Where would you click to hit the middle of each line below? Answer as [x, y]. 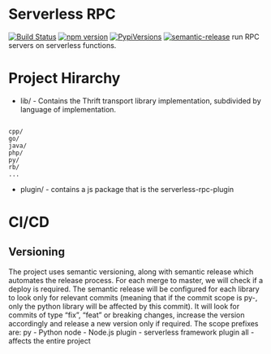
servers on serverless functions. [62, 45]
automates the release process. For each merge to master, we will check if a [136, 280]
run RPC [245, 37]
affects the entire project [49, 341]
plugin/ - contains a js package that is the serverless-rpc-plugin [127, 189]
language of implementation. [68, 109]
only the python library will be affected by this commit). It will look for [124, 306]
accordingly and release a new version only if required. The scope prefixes [133, 323]
